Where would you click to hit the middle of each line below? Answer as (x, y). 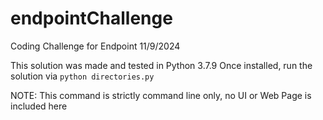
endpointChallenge (91, 18)
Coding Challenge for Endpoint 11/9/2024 (95, 46)
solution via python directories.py (82, 76)
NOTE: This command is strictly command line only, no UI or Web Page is (161, 95)
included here (39, 106)
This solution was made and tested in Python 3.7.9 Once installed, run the (161, 65)
